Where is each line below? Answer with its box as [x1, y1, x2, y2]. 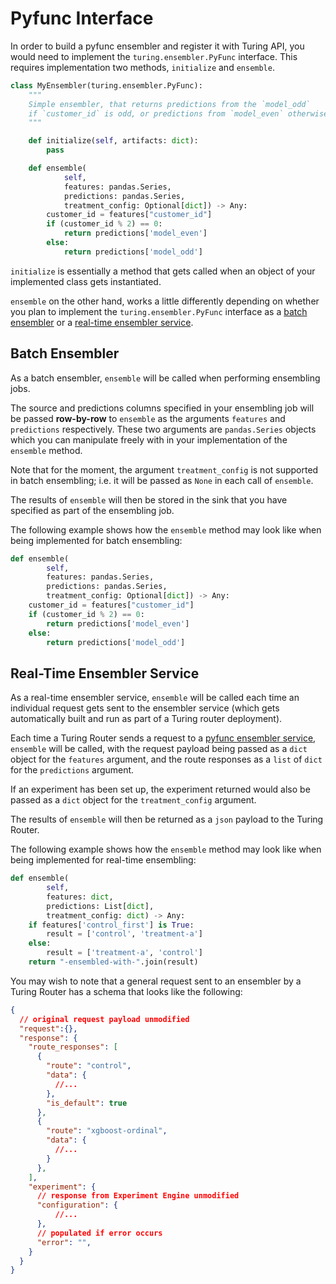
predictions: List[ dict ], [46, 901, 155, 911]
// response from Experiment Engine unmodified [36, 1191, 240, 1201]
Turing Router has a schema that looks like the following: [10, 985, 243, 997]
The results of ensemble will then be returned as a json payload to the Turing [10, 813, 324, 826]
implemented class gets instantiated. [10, 275, 162, 287]
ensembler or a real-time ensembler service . [10, 316, 194, 328]
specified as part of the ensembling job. [10, 504, 175, 516]
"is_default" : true [46, 1098, 128, 1108]
